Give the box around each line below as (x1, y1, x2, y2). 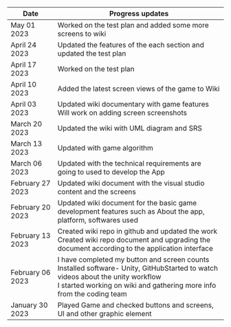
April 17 (10, 60, 36, 69)
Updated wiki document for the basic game (57, 199, 197, 207)
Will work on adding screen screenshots (57, 108, 188, 117)
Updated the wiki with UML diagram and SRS (57, 124, 203, 133)
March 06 (10, 159, 43, 168)
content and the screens (57, 187, 136, 196)
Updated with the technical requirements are (57, 159, 201, 168)
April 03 (10, 100, 36, 109)
